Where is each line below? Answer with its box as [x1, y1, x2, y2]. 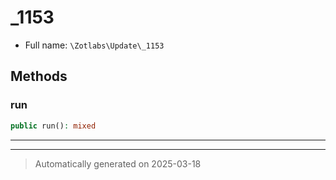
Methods [10, 68, 68, 85]
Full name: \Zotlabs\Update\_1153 [24, 39, 165, 51]
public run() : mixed [10, 121, 97, 131]
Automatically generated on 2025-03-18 [34, 157, 202, 170]
